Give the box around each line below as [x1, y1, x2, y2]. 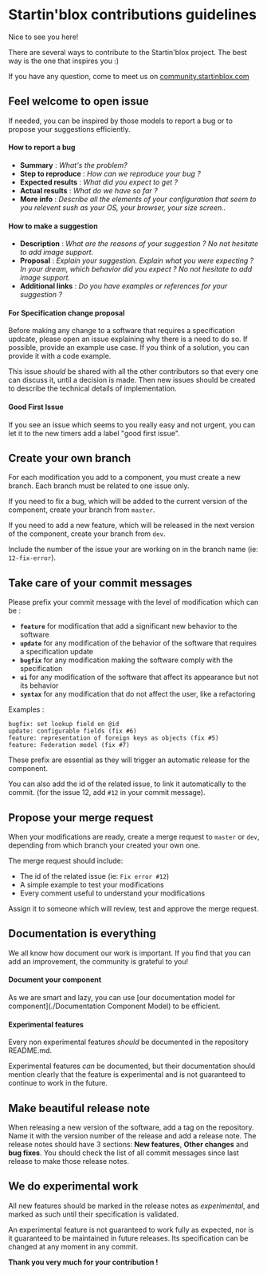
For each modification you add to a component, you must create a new [8, 473, 241, 483]
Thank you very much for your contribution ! [8, 1257, 159, 1267]
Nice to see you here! [8, 32, 79, 42]
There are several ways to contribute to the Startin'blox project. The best [8, 47, 247, 57]
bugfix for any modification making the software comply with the [19, 655, 234, 665]
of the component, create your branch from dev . [8, 529, 166, 538]
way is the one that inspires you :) [8, 56, 120, 66]
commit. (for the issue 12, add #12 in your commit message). [8, 788, 206, 797]
